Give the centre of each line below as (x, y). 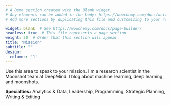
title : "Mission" (24, 43)
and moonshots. (22, 82)
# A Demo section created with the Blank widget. (59, 10)
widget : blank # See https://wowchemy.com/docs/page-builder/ (74, 28)
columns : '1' (24, 57)
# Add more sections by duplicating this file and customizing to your (83, 19)
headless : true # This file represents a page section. (67, 33)
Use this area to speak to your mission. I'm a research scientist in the (78, 71)
